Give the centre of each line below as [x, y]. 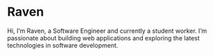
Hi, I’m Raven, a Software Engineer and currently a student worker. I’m [107, 31]
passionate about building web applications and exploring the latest [104, 38]
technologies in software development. [63, 45]
